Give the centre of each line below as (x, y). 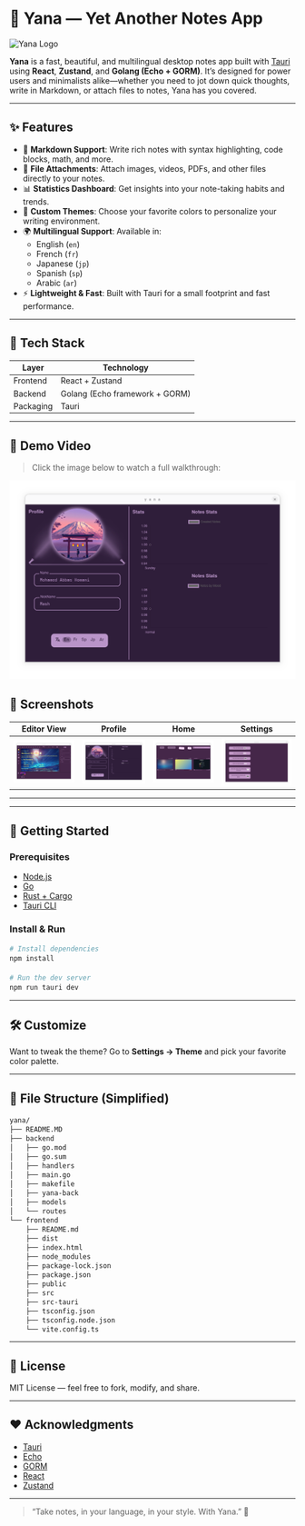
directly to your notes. (64, 178)
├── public (46, 1284)
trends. (36, 201)
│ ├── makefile (42, 1184)
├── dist (42, 1239)
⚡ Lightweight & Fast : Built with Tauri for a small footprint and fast (146, 293)
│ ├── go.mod (38, 1148)
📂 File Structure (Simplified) (89, 1098)
